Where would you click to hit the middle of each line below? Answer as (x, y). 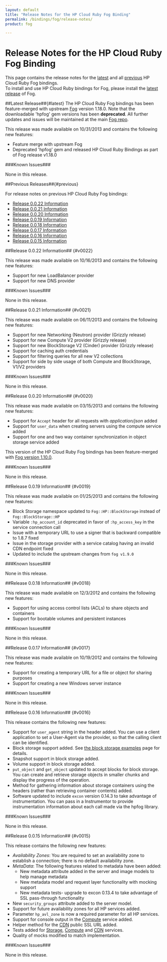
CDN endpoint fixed (33, 549)
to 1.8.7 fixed (25, 538)
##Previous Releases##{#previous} (42, 184)
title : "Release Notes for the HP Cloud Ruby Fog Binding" (68, 15)
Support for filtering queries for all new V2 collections (68, 356)
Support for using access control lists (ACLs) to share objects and (80, 608)
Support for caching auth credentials (50, 351)
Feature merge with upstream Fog (47, 144)
